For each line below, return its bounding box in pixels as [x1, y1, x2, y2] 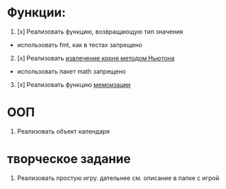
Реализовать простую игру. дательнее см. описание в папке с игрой [16, 173, 220, 182]
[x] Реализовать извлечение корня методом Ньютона [16, 53, 175, 62]
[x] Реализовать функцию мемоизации [16, 80, 131, 88]
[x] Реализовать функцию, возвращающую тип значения [16, 27, 184, 36]
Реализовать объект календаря [16, 127, 110, 135]
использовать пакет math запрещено [16, 67, 127, 75]
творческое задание [7, 151, 131, 167]
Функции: [7, 5, 66, 21]
